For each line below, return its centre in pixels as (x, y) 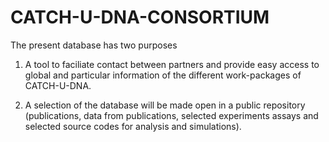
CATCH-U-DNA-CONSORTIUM (140, 17)
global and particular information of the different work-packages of (163, 75)
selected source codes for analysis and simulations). (133, 126)
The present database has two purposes (94, 45)
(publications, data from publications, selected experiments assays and (171, 115)
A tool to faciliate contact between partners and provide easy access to (172, 64)
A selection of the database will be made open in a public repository (165, 105)
